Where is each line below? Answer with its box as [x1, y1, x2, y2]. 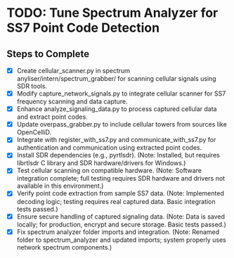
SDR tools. [16, 82, 47, 91]
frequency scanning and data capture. [16, 97, 128, 106]
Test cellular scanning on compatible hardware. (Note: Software [16, 167, 202, 175]
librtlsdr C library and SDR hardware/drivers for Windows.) [16, 159, 186, 167]
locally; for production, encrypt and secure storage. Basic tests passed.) [16, 220, 226, 228]
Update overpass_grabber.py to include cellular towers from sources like [16, 120, 228, 129]
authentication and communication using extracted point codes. [16, 143, 202, 152]
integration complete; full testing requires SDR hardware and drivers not [16, 174, 226, 183]
